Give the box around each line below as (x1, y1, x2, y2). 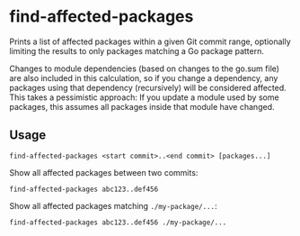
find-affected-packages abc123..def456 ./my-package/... (9, 218, 227, 227)
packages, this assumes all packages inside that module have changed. (9, 101, 275, 112)
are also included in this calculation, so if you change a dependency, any (9, 72, 278, 83)
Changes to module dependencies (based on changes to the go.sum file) (9, 63, 280, 74)
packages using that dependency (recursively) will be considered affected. (9, 82, 287, 93)
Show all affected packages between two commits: (9, 167, 199, 177)
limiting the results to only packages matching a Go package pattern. (9, 45, 265, 56)
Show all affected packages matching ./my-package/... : (9, 200, 217, 211)
